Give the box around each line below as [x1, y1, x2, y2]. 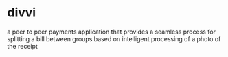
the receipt [7, 42, 38, 50]
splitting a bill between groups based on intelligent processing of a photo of [7, 34, 221, 43]
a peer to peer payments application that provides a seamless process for [7, 27, 216, 36]
